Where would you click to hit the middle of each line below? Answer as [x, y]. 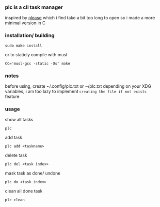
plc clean [15, 200]
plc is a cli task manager [34, 7]
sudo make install [24, 46]
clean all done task [24, 191]
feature [12, 96]
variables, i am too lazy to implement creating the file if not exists [76, 91]
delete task [16, 155]
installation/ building [30, 35]
